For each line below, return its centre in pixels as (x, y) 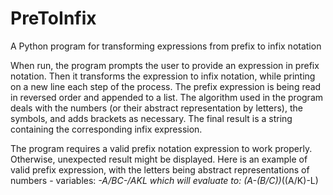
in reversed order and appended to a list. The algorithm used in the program (167, 97)
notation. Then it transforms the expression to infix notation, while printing (163, 76)
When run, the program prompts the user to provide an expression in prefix (165, 65)
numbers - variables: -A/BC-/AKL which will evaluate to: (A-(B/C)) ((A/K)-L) (164, 180)
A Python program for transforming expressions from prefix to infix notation (166, 46)
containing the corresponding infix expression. (106, 129)
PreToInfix (53, 18)
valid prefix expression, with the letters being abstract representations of (160, 169)
